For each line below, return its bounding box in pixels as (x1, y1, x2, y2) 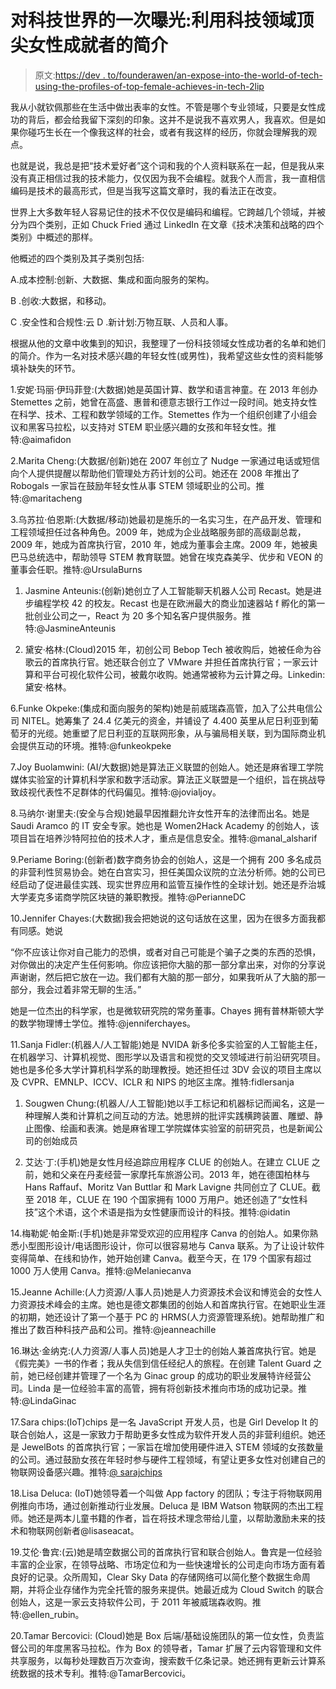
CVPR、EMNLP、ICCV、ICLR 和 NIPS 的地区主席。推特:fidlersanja (21, 1076, 295, 1088)
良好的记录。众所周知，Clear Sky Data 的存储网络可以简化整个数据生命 (10, 1571, 302, 1583)
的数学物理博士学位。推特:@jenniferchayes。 (10, 1017, 197, 1029)
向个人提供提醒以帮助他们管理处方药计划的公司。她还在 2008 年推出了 (10, 467, 300, 479)
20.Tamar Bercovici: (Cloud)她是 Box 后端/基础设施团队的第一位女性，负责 (10, 1629, 316, 1641)
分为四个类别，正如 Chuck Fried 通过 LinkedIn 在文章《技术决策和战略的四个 (10, 218, 325, 230)
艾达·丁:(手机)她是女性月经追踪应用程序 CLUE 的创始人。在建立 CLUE (24, 1156, 310, 1168)
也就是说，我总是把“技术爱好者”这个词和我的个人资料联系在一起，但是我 (10, 159, 308, 171)
